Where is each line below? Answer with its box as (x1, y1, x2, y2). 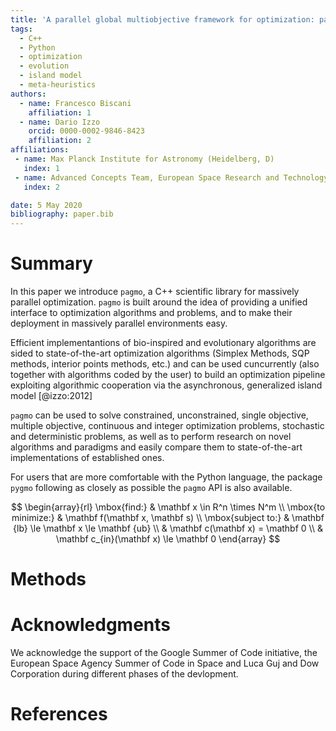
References (10, 703, 108, 726)
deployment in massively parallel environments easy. (10, 317, 228, 330)
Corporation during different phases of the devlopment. (10, 668, 239, 680)
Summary (10, 252, 93, 275)
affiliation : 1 (28, 107, 92, 118)
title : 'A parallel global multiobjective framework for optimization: (10, 14, 315, 25)
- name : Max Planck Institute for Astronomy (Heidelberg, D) (14, 154, 275, 164)
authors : (10, 89, 47, 99)
